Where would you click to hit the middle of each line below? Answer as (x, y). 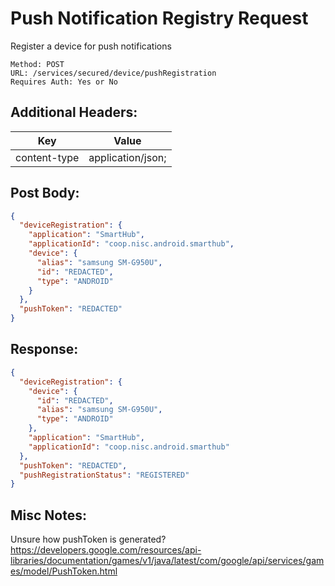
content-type (47, 157)
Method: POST (37, 64)
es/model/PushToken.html (64, 571)
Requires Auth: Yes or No (64, 82)
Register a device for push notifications (91, 46)
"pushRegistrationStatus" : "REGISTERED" (104, 475)
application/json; (127, 157)
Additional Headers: (74, 112)
